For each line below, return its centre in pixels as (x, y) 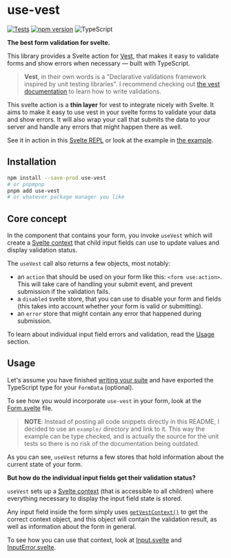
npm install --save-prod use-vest (57, 178)
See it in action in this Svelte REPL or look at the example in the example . (110, 140)
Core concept (37, 219)
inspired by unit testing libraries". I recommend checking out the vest (122, 84)
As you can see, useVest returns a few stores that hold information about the (115, 457)
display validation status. (42, 250)
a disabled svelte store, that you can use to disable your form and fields (119, 299)
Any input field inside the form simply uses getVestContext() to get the (108, 512)
